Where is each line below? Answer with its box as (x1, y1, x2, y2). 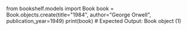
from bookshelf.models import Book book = (6, 5, 114, 12)
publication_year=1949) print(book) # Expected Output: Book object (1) (6, 18, 182, 24)
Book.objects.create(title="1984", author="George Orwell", (6, 11, 152, 18)
